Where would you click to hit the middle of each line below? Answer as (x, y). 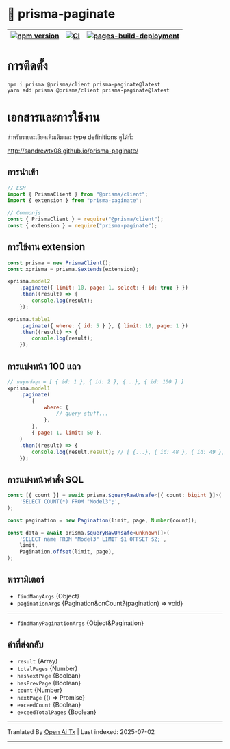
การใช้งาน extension (46, 247)
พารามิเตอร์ (26, 580)
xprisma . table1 (29, 319)
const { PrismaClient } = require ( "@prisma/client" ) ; (86, 219)
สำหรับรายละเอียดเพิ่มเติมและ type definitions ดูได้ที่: (70, 137)
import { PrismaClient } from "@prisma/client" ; (78, 194)
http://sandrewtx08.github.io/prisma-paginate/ (73, 151)
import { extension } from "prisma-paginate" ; (75, 201)
